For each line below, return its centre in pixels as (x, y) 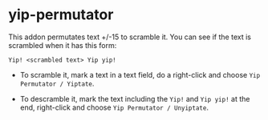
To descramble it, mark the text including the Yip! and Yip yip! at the (135, 98)
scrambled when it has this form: (63, 45)
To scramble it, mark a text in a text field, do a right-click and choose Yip (140, 74)
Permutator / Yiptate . (57, 83)
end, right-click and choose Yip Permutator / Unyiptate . (114, 107)
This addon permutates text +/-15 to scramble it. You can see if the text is (130, 37)
